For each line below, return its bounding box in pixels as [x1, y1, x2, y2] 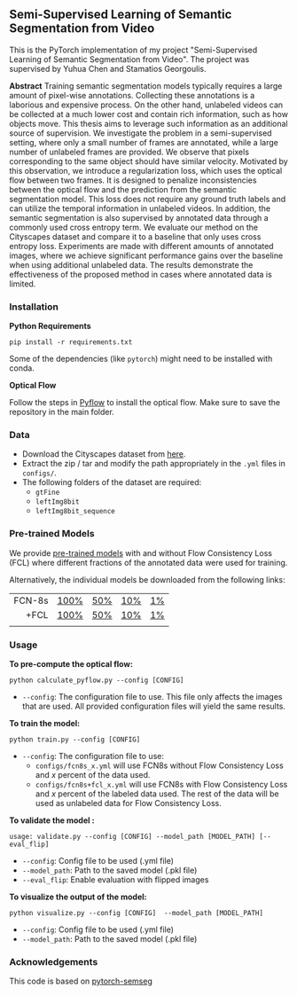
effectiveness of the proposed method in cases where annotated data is [9, 269, 272, 279]
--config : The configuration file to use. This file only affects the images [21, 692, 283, 701]
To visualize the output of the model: [9, 891, 147, 902]
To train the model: [9, 718, 81, 728]
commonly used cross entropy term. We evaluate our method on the [9, 222, 259, 232]
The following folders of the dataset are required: [21, 477, 202, 488]
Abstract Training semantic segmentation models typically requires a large [9, 80, 283, 91]
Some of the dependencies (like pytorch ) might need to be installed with [9, 354, 273, 364]
